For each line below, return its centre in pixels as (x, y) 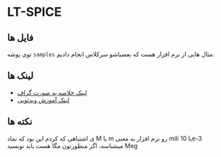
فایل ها (20, 38)
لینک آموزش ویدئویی (44, 100)
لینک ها (20, 76)
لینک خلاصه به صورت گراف (52, 92)
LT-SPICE (35, 12)
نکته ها (20, 122)
